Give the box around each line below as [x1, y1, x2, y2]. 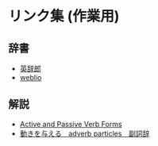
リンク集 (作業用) [8, 7, 120, 25]
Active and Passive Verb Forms [19, 119, 122, 129]
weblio [19, 73, 42, 82]
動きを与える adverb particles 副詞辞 [19, 129, 150, 138]
